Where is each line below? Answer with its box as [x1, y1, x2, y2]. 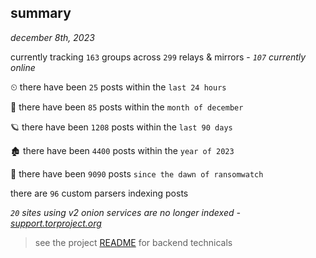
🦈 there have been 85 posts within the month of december [10, 101, 244, 113]
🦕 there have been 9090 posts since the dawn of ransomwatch [10, 167, 264, 180]
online [10, 61, 36, 73]
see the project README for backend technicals [34, 236, 233, 248]
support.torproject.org [10, 217, 102, 229]
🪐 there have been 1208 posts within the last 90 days [10, 121, 233, 133]
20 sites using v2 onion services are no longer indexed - [10, 206, 241, 218]
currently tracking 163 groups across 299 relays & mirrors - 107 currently [10, 51, 307, 63]
